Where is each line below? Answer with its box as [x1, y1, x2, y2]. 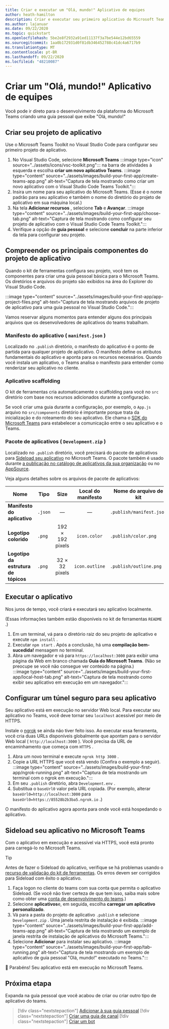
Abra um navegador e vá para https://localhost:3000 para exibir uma [12, 652, 158, 659]
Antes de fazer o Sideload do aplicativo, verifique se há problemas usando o [5, 864, 163, 871]
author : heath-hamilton [5, 12, 55, 17]
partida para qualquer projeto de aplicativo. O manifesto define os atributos [5, 349, 161, 355]
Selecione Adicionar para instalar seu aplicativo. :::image [12, 939, 131, 945]
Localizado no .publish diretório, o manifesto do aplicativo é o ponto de [5, 344, 154, 350]
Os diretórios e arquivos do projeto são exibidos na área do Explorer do [5, 278, 153, 284]
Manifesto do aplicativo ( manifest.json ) [5, 332, 106, 339]
